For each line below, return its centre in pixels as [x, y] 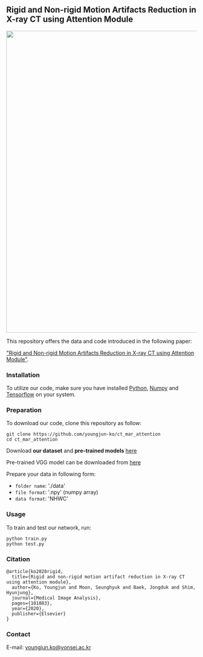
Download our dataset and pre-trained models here [72, 451]
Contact [18, 634]
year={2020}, [28, 609]
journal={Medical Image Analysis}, [56, 598]
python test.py [25, 544]
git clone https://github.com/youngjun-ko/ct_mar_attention [84, 434]
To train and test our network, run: [49, 527]
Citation [18, 559]
